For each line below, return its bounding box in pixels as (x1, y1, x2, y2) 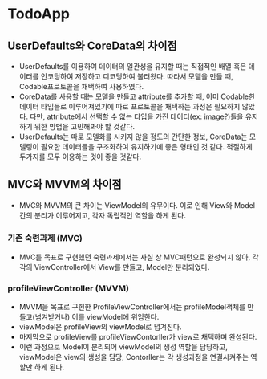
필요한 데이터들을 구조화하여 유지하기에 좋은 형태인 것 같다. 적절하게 (40, 142, 253, 151)
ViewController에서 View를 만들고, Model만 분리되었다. (34, 263, 210, 272)
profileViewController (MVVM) (7, 283, 130, 294)
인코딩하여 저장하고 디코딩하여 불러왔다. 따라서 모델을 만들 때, (40, 71, 233, 81)
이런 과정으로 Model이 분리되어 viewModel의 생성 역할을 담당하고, (18, 342, 228, 352)
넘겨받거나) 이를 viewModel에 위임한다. (34, 312, 160, 322)
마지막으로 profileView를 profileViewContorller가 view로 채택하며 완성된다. (18, 332, 257, 342)
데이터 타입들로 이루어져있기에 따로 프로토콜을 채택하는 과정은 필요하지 (18, 102, 241, 111)
